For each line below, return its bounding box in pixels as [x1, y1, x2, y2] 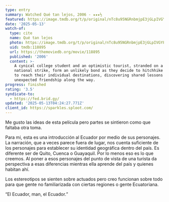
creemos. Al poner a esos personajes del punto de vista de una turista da [5, 156, 157, 161]
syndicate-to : [5, 91, 35, 96]
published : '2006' [10, 54, 49, 59]
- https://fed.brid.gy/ [10, 96, 59, 101]
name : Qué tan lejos [10, 36, 53, 41]
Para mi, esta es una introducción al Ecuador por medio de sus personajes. [5, 134, 161, 140]
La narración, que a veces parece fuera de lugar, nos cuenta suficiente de [5, 140, 158, 146]
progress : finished [5, 82, 46, 87]
